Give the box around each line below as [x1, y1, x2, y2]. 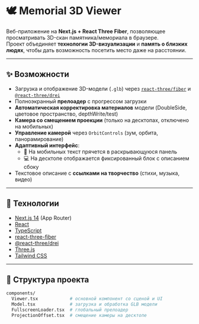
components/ [6, 290, 36, 296]
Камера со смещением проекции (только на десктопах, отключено [14, 116, 190, 124]
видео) [14, 175, 33, 183]
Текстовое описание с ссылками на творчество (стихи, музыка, [14, 169, 179, 177]
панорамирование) [14, 135, 64, 142]
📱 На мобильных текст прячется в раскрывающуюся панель [23, 148, 178, 155]
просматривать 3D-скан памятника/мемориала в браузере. [6, 34, 159, 41]
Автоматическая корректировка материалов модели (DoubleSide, [14, 104, 187, 111]
